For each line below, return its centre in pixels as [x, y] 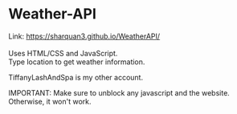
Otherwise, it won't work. [50, 101]
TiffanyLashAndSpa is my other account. [76, 77]
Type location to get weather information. [77, 62]
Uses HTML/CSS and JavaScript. [63, 53]
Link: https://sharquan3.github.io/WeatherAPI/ [84, 36]
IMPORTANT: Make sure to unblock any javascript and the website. [119, 92]
